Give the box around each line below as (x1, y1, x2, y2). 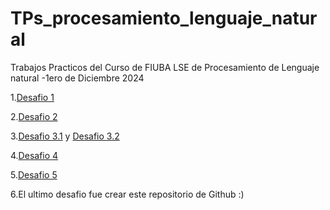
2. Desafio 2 (10, 110, 58, 122)
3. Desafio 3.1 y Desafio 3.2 (10, 130, 120, 142)
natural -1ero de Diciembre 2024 (10, 72, 145, 84)
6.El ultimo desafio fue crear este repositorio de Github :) (10, 188, 245, 200)
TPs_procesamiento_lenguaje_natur (10, 7, 318, 30)
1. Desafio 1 (10, 91, 55, 103)
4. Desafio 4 (10, 149, 59, 161)
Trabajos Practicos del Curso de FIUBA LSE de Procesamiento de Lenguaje (10, 61, 320, 73)
